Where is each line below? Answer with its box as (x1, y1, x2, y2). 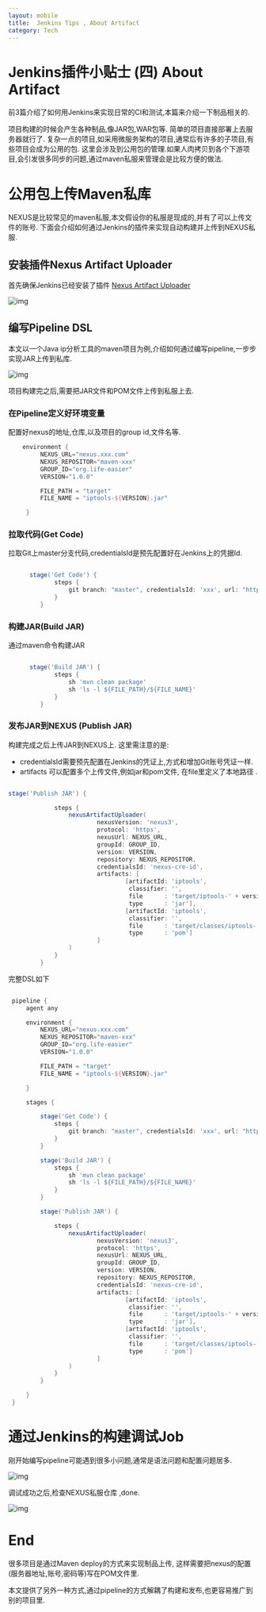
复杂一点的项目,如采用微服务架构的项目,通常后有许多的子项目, (46, 134, 248, 144)
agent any (25, 1004, 59, 1012)
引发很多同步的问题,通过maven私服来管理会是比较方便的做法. (24, 154, 224, 163)
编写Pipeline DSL (8, 321, 93, 335)
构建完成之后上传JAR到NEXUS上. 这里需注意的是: (8, 739, 169, 750)
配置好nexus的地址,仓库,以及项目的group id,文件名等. (8, 428, 181, 437)
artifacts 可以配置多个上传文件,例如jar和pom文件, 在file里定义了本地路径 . (19, 766, 258, 776)
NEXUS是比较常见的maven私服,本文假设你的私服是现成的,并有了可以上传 (8, 213, 245, 222)
